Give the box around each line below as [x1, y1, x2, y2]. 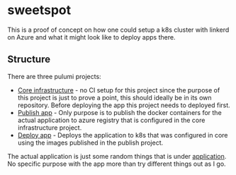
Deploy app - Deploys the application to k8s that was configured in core [17, 131, 228, 139]
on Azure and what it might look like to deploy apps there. [7, 32, 176, 41]
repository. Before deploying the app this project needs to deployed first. [17, 101, 230, 109]
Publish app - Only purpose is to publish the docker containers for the [17, 108, 222, 116]
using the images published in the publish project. [17, 138, 164, 147]
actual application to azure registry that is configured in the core [17, 116, 206, 124]
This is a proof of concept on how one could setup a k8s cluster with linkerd [7, 25, 230, 34]
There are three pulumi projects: [7, 72, 101, 80]
